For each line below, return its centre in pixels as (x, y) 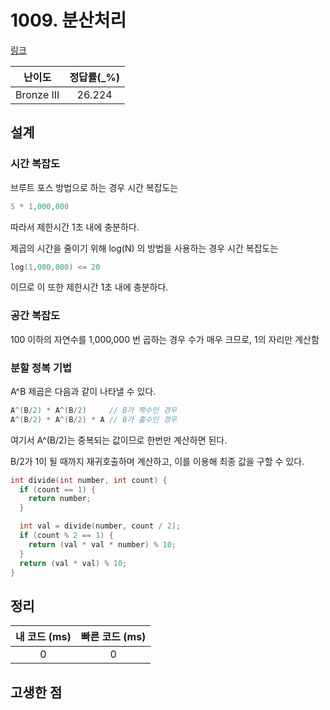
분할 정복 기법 (41, 368)
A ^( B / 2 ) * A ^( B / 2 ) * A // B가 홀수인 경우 (94, 419)
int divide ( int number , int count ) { (89, 480)
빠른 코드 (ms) (113, 637)
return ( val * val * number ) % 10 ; (102, 544)
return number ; (60, 499)
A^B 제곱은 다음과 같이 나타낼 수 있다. (83, 391)
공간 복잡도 (35, 316)
